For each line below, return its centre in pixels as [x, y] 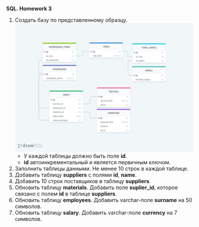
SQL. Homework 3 [29, 9]
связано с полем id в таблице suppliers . [66, 194]
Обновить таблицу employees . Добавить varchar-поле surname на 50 [103, 200]
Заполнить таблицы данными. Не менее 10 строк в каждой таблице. [102, 169]
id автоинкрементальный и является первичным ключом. [97, 162]
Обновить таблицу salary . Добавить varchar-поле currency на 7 [96, 213]
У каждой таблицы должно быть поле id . [75, 156]
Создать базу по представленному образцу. [71, 20]
